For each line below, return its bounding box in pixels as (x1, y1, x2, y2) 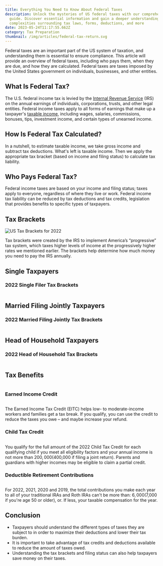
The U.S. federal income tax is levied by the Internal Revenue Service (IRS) (5, 95, 154, 101)
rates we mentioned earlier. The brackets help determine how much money (5, 248, 155, 254)
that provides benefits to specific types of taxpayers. (5, 201, 111, 207)
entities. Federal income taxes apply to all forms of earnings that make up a (5, 106, 156, 111)
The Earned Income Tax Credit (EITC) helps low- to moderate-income (5, 406, 144, 412)
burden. (12, 534, 28, 540)
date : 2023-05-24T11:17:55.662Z (5, 25, 70, 30)
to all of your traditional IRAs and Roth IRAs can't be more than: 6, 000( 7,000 (5, 492, 157, 498)
